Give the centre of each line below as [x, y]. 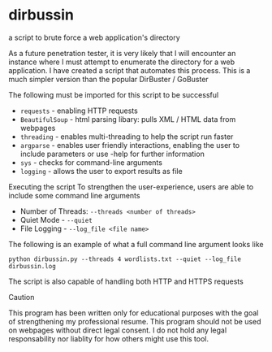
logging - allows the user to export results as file [101, 171]
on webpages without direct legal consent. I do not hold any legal [118, 330]
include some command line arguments [74, 195]
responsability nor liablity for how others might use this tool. [109, 338]
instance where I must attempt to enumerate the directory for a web [122, 62]
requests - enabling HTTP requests [79, 111]
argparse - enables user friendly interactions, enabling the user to [130, 145]
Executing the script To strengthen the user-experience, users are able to [131, 187]
